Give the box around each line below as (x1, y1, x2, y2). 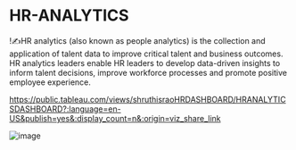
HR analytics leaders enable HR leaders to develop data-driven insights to (9, 57, 281, 68)
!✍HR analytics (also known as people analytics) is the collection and (9, 35, 266, 46)
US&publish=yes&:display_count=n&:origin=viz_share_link (9, 112, 221, 123)
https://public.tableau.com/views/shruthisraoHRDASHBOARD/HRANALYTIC (9, 94, 287, 104)
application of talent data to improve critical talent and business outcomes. (9, 48, 284, 59)
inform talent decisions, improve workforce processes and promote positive (9, 67, 288, 78)
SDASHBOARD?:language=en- (9, 104, 122, 114)
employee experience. (9, 77, 92, 87)
